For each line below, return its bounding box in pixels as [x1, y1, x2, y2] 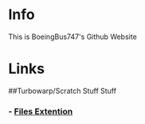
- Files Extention [8, 106, 73, 117]
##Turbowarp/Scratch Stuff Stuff [8, 86, 117, 95]
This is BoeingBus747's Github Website [8, 32, 137, 41]
